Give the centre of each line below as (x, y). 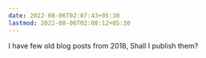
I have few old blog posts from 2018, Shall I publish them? (103, 45)
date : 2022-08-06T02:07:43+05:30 (64, 15)
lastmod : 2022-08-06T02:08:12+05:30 (69, 23)
